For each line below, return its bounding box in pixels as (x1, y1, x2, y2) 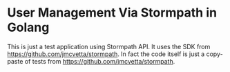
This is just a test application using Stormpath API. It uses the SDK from (7, 42, 211, 51)
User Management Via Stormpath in (7, 5, 218, 21)
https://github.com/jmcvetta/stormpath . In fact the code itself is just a (7, 50, 205, 58)
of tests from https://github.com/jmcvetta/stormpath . (24, 57, 175, 65)
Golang (7, 19, 50, 35)
